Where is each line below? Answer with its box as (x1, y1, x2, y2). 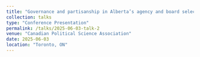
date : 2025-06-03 (6, 36, 49, 42)
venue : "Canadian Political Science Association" (6, 31, 132, 37)
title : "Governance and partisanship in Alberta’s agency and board (6, 8, 180, 15)
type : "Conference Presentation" (6, 20, 89, 26)
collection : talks (6, 14, 52, 20)
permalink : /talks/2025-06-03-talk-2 (6, 25, 100, 31)
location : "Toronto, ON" (6, 42, 68, 48)
